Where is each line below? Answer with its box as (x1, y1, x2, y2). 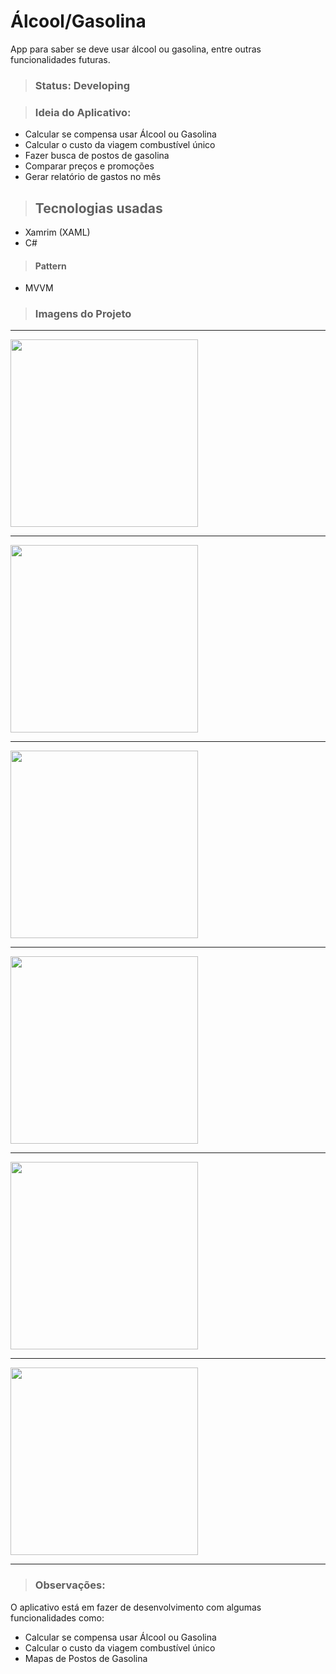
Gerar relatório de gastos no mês (24, 171, 162, 183)
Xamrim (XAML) (24, 226, 91, 238)
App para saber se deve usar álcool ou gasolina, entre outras (10, 43, 262, 55)
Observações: (34, 1578, 106, 1592)
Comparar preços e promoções (24, 160, 155, 172)
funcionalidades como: (10, 1611, 105, 1624)
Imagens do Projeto (34, 307, 132, 321)
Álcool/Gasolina (10, 10, 147, 33)
